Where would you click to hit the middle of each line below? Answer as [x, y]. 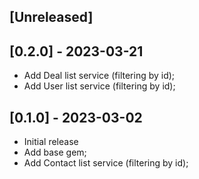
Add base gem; [55, 152]
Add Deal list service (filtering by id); [99, 76]
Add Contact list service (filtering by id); [106, 163]
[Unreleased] [51, 17]
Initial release [51, 142]
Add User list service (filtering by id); [99, 86]
